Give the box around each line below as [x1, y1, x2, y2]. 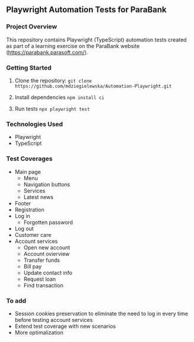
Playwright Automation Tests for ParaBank [6, 5, 167, 15]
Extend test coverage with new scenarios [14, 322, 116, 330]
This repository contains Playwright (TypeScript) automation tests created [6, 36, 187, 43]
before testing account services [14, 316, 93, 323]
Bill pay [23, 262, 42, 270]
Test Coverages [6, 154, 53, 163]
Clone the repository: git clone [14, 77, 92, 84]
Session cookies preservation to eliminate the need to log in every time [14, 310, 189, 317]
